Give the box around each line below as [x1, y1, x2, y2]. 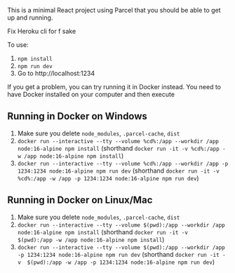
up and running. [7, 13, 53, 22]
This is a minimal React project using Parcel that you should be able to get [7, 6, 221, 14]
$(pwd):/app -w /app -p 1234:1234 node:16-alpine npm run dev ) [27, 258, 215, 266]
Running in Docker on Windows [7, 110, 147, 122]
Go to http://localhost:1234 [17, 69, 95, 77]
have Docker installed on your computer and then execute [7, 91, 175, 98]
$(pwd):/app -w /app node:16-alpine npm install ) [17, 235, 165, 244]
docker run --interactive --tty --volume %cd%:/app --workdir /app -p [17, 160, 229, 167]
